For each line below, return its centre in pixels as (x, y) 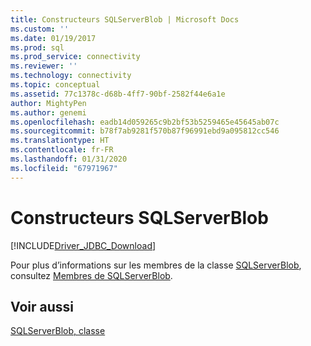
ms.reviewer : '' (44, 66)
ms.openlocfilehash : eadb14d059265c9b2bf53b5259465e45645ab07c (145, 122)
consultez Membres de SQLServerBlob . (91, 275)
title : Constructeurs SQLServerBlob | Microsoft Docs (125, 19)
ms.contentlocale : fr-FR (62, 150)
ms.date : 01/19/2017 (53, 38)
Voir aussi (42, 306)
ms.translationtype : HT (60, 141)
